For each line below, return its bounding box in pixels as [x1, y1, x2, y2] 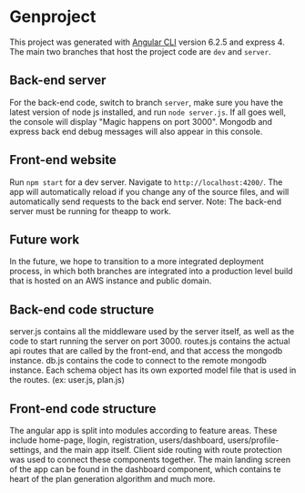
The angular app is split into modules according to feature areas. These [9, 426, 278, 436]
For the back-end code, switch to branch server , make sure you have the [9, 97, 284, 108]
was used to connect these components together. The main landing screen [9, 454, 291, 465]
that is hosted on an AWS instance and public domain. [9, 275, 212, 286]
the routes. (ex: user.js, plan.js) [9, 375, 126, 385]
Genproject [9, 6, 97, 27]
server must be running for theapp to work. [9, 205, 171, 216]
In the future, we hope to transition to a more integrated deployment [9, 256, 264, 267]
